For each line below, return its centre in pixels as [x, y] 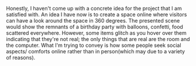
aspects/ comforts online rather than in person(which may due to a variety [96, 51]
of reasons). [21, 58]
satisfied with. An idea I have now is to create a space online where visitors [97, 14]
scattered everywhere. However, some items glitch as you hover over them [97, 33]
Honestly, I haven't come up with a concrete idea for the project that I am [94, 8]
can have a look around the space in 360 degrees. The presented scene [93, 21]
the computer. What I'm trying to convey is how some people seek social [94, 45]
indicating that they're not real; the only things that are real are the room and [98, 39]
